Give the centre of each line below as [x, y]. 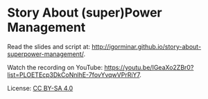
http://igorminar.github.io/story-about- [147, 46]
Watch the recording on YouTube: [55, 67]
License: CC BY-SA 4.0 [40, 88]
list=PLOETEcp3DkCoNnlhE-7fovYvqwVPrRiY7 [73, 75]
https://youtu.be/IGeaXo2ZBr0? [149, 67]
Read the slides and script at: [49, 46]
